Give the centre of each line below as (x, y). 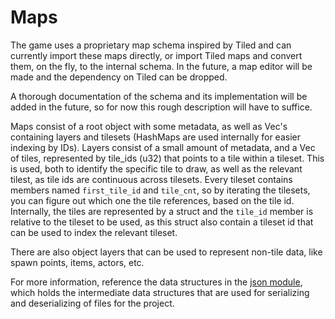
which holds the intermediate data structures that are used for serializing (160, 292)
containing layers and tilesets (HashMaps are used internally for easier (155, 137)
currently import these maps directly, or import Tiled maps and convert (156, 55)
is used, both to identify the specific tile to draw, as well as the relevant (156, 168)
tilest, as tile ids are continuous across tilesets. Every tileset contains (151, 179)
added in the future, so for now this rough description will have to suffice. (161, 107)
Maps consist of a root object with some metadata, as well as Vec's (149, 126)
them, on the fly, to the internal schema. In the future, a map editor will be (161, 66)
